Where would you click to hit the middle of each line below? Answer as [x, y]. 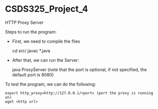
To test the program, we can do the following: [51, 84]
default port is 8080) [33, 74]
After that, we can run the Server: [45, 60]
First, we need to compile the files [46, 41]
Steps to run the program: [31, 32]
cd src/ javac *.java [31, 51]
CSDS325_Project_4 [47, 9]
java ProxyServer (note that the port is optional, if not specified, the [79, 70]
